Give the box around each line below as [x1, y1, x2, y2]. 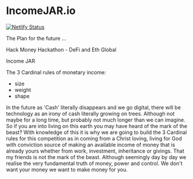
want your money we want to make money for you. [6, 166, 128, 173]
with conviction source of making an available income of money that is [6, 141, 176, 148]
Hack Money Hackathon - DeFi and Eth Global [6, 46, 117, 53]
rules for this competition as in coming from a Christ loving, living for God [6, 135, 182, 142]
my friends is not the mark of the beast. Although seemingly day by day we [6, 153, 187, 160]
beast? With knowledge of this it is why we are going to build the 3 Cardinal [6, 129, 187, 136]
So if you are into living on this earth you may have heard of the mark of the [6, 122, 188, 129]
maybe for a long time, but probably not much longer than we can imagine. [6, 116, 185, 123]
